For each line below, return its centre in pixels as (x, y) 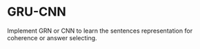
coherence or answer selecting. (52, 37)
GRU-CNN (37, 12)
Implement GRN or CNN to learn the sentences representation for (100, 31)
